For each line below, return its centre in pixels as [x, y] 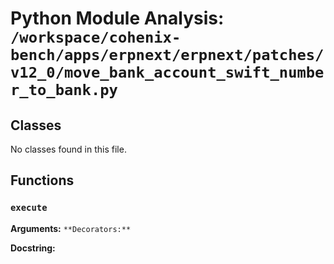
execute [29, 208]
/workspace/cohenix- [96, 37]
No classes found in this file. [68, 149]
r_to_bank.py [64, 90]
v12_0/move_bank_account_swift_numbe [167, 72]
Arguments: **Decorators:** [71, 228]
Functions [42, 180]
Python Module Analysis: [117, 18]
